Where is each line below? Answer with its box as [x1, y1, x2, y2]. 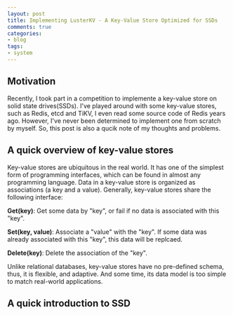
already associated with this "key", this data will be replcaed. [7, 235, 183, 243]
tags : [7, 43, 23, 50]
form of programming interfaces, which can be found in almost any [7, 170, 201, 179]
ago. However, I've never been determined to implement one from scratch [7, 117, 221, 125]
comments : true [7, 23, 52, 30]
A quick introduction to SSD [7, 297, 131, 309]
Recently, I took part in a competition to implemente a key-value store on [7, 94, 218, 103]
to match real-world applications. [7, 277, 103, 285]
